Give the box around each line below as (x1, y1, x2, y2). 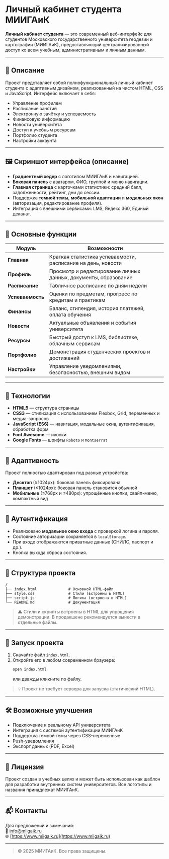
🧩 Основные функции (5, 230, 77, 239)
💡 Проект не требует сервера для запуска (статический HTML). (17, 686, 155, 692)
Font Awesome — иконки (12, 432, 67, 438)
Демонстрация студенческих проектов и (49, 348, 150, 355)
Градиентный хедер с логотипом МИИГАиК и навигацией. (12, 173, 139, 179)
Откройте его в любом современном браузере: (12, 657, 116, 663)
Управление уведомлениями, (49, 363, 122, 370)
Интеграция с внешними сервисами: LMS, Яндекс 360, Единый (12, 205, 149, 211)
